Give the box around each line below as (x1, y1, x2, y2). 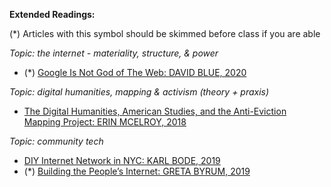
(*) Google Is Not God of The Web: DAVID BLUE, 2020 (23, 67, 247, 78)
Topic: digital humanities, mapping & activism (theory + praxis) (9, 86, 270, 98)
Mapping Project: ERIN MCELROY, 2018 (23, 116, 187, 128)
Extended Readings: (9, 9, 96, 20)
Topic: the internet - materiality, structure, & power (9, 47, 219, 59)
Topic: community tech (9, 135, 104, 147)
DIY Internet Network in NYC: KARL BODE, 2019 (23, 155, 221, 166)
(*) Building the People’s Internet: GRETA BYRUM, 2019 (23, 165, 251, 177)
